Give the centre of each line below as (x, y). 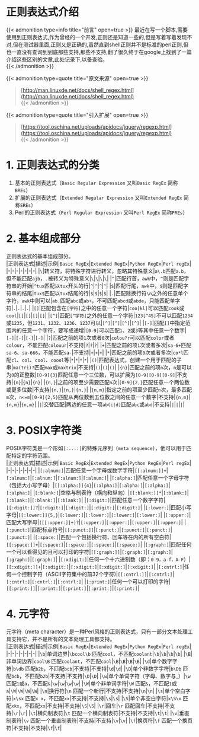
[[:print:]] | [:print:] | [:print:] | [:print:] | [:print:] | (73, 588)
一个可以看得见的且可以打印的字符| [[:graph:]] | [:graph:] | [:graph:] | (90, 551)
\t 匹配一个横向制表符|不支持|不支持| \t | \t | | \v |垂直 (127, 713)
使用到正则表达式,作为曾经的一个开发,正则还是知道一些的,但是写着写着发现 (97, 37)
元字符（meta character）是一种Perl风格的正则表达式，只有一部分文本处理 (97, 631)
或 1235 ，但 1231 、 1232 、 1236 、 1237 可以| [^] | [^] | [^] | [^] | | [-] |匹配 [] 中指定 (96, 323)
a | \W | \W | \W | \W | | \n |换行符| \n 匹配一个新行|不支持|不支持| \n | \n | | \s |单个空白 (96, 691)
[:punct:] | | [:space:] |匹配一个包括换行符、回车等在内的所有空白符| (89, 537)
